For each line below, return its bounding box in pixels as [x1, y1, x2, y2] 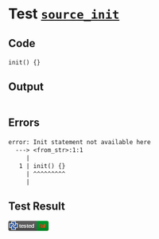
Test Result [8, 200, 65, 214]
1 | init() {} [18, 162, 66, 170]
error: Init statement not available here [8, 138, 151, 146]
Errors [8, 116, 40, 130]
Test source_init [8, 5, 120, 23]
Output [8, 80, 44, 94]
